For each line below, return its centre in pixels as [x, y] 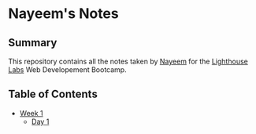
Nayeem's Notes [64, 14]
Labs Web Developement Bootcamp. [68, 70]
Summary [33, 43]
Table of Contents [53, 94]
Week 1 [31, 113]
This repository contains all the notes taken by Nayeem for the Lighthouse [128, 61]
